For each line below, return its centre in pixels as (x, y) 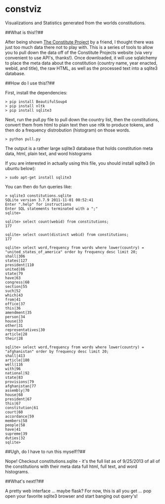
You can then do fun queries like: (39, 186)
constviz (23, 9)
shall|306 (15, 256)
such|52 (13, 291)
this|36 (13, 308)
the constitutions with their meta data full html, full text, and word (71, 466)
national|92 (17, 373)
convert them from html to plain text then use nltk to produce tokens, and (79, 125)
